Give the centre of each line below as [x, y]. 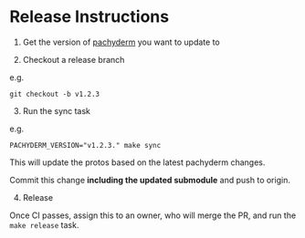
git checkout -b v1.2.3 [55, 94]
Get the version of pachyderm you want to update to [121, 42]
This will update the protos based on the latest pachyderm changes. [137, 162]
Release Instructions [89, 17]
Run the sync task [57, 110]
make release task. [44, 224]
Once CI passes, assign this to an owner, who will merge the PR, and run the [153, 215]
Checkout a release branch [74, 59]
